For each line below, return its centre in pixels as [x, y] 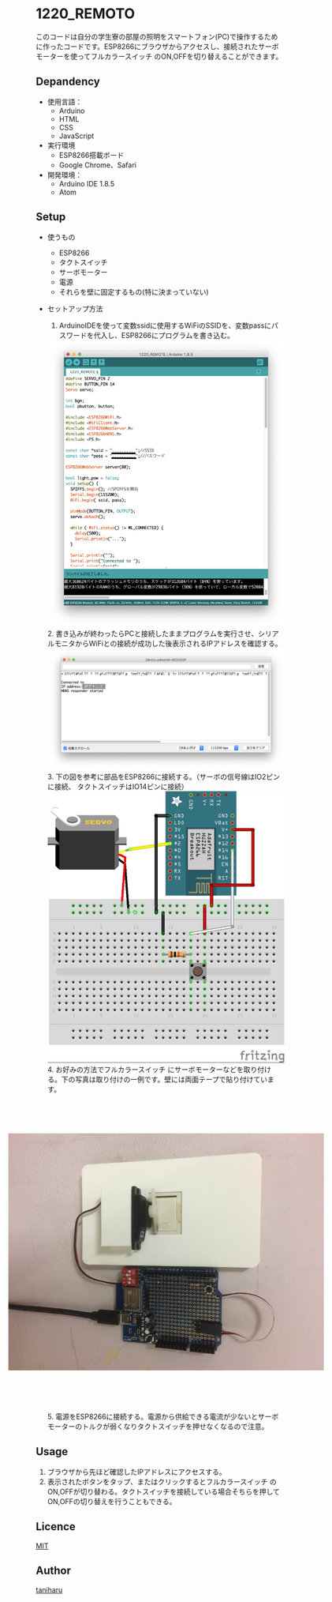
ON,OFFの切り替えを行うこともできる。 [112, 1501]
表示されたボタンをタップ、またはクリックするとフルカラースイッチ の [162, 1481]
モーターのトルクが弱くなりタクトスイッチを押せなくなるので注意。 [158, 1427]
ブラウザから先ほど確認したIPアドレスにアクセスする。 [136, 1472]
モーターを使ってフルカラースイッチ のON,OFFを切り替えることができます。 [159, 56]
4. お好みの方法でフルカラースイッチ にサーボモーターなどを [145, 1069]
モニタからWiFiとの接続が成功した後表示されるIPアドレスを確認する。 [168, 644]
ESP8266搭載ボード [91, 155]
